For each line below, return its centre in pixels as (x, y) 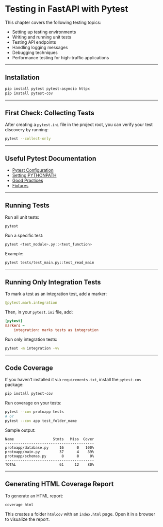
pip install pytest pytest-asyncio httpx (48, 88)
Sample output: (20, 430)
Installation (22, 78)
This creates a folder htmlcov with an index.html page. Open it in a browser (80, 514)
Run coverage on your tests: (33, 403)
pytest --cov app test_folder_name (41, 421)
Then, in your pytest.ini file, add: (39, 312)
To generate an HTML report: (34, 496)
